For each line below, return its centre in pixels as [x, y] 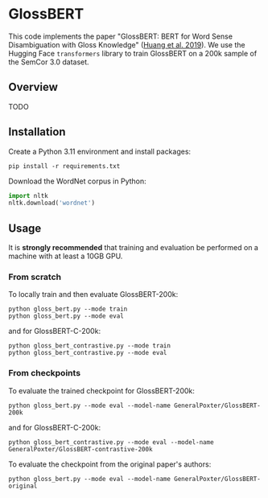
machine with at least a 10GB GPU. [66, 256]
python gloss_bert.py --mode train [68, 309]
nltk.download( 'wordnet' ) [52, 203]
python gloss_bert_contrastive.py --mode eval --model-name [111, 442]
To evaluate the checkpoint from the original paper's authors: [110, 464]
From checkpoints [45, 373]
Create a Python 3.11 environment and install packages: [100, 151]
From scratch [35, 277]
